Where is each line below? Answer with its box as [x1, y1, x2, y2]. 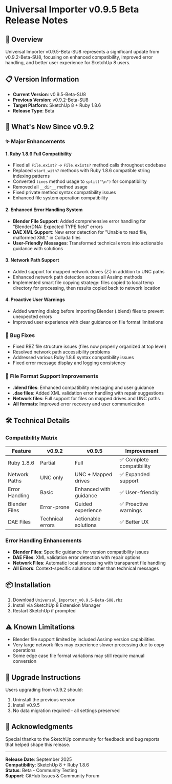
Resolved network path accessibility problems [12, 349, 110, 355]
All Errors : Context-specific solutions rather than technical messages [12, 565, 159, 571]
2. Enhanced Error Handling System [5, 207, 83, 213]
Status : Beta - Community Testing [5, 767, 78, 773]
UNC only [40, 474, 63, 481]
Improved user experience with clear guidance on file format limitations [12, 319, 163, 325]
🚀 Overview [5, 35, 43, 44]
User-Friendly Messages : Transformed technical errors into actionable [12, 240, 163, 246]
